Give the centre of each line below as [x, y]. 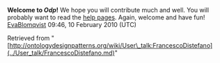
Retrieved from [29, 38]
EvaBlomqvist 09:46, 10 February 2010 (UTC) [72, 25]
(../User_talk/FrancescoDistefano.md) [61, 53]
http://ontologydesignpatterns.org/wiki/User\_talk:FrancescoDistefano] [111, 45]
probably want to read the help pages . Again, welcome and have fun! [106, 17]
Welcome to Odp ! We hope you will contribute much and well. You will [108, 10]
